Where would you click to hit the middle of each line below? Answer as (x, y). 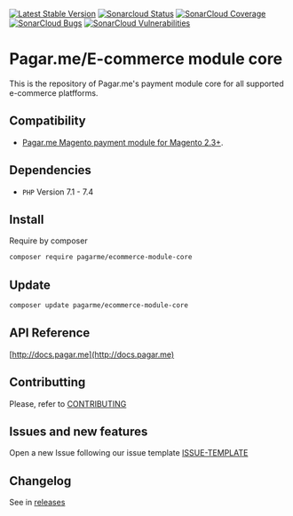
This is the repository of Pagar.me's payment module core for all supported (146, 83)
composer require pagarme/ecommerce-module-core (101, 258)
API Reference (50, 333)
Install (27, 219)
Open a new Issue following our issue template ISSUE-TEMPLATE (129, 453)
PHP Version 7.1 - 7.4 (58, 192)
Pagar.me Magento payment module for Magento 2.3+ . (123, 142)
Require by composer (48, 241)
